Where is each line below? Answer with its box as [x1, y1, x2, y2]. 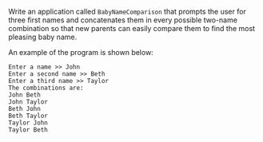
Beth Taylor [8, 112, 48, 120]
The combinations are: [8, 84, 84, 92]
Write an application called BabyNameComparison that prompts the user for [8, 7, 246, 16]
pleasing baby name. [8, 32, 78, 41]
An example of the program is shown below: [8, 48, 153, 57]
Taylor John [8, 119, 48, 127]
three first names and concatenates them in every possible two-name [8, 15, 238, 25]
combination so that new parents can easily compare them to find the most [8, 24, 256, 33]
